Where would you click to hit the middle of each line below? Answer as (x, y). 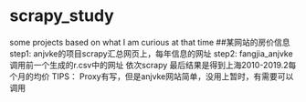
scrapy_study (62, 16)
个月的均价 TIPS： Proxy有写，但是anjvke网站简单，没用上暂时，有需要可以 (152, 76)
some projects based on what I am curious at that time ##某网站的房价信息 (150, 42)
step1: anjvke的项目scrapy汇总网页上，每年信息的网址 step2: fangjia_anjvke (152, 53)
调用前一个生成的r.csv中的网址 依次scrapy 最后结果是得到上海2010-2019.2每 (153, 65)
